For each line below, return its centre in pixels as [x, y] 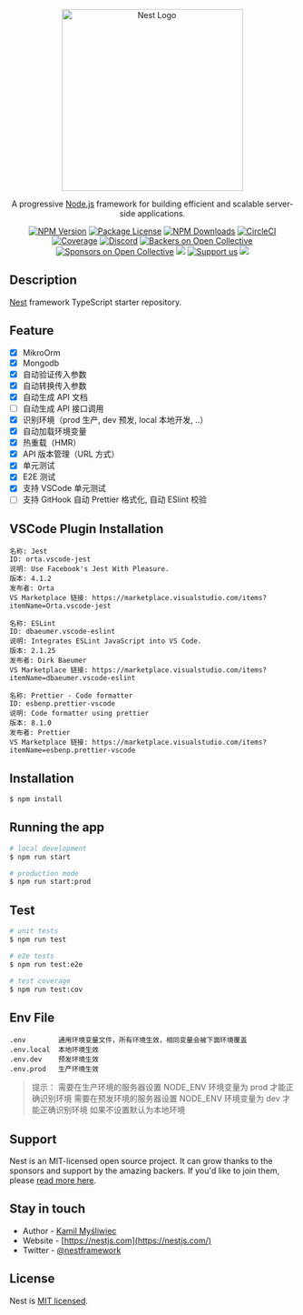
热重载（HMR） [52, 443]
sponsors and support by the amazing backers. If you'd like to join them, [144, 1170]
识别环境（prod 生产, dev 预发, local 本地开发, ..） [115, 420]
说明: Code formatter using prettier [79, 714]
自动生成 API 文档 [55, 397]
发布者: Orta [32, 588]
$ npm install [36, 799]
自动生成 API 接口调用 [63, 408]
